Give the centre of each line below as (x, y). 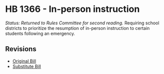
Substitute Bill (27, 66)
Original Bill (24, 61)
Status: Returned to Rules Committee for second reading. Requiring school (82, 23)
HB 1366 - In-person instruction (72, 9)
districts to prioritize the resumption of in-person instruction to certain (77, 28)
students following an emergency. (40, 33)
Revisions (21, 49)
